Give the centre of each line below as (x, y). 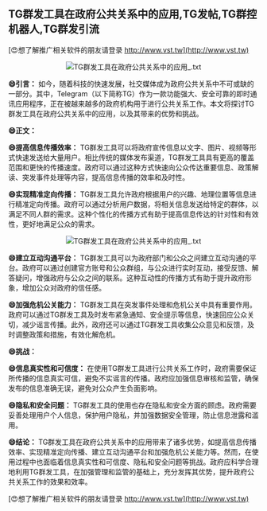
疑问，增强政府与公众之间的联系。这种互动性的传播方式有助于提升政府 (130, 278)
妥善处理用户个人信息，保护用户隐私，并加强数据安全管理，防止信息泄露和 (130, 415)
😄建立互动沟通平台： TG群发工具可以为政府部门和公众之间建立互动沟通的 (129, 258)
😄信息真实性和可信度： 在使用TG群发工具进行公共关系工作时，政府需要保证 (132, 368)
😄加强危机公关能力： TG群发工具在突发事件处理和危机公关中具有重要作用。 (132, 304)
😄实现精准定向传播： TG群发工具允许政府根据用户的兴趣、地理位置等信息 (129, 194)
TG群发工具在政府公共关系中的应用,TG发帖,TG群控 (133, 14)
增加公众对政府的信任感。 (64, 287)
